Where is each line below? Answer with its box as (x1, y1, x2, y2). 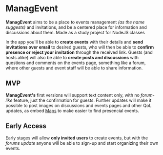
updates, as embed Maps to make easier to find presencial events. (5, 108, 140, 113)
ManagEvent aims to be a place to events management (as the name (5, 19, 145, 25)
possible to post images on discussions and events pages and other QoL (5, 102, 152, 108)
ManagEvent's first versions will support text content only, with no (5, 92, 140, 98)
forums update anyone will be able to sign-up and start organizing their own (5, 140, 159, 146)
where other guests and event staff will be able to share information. (5, 65, 143, 71)
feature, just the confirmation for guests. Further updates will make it (13, 97, 152, 103)
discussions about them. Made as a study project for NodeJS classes (5, 29, 145, 35)
